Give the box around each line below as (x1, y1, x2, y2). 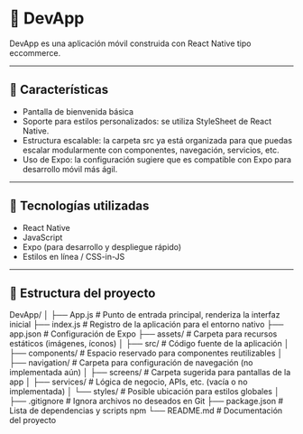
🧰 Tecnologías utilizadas (9, 199, 150, 214)
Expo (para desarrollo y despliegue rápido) (22, 241, 182, 252)
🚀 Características (9, 82, 109, 97)
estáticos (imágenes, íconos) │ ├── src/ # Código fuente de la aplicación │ (9, 338, 290, 349)
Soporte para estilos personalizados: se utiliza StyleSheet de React (22, 115, 272, 126)
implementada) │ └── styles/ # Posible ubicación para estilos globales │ (9, 386, 280, 397)
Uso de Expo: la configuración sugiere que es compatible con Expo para (22, 153, 291, 165)
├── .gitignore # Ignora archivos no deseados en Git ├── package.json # (9, 396, 284, 407)
